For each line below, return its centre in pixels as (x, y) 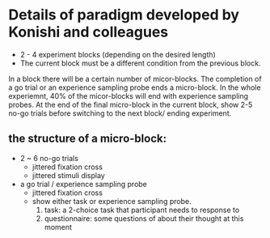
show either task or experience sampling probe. (112, 201)
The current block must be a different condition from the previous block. (140, 63)
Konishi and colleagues (89, 32)
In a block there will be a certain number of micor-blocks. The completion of (135, 79)
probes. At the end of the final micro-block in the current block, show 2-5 (131, 104)
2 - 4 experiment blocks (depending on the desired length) (118, 54)
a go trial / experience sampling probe (84, 184)
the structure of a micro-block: (88, 139)
